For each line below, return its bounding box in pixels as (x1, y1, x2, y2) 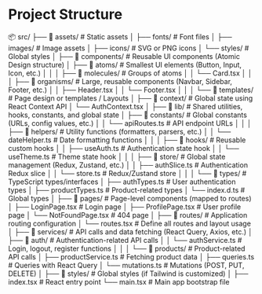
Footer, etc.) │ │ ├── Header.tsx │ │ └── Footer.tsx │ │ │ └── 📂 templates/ (8, 85, 253, 94)
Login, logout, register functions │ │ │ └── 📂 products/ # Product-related (8, 244, 246, 253)
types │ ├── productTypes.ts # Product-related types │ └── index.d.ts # (8, 185, 246, 194)
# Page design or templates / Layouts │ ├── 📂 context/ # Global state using (8, 93, 253, 103)
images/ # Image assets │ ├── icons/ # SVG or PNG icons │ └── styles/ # (8, 43, 249, 53)
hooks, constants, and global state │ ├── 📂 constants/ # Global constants (8, 110, 247, 119)
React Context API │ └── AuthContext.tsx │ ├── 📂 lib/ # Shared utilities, (8, 101, 243, 111)
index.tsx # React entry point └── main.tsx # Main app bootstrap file (8, 277, 230, 286)
